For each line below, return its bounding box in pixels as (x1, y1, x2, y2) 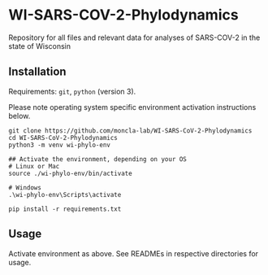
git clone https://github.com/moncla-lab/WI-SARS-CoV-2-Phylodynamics (8, 126, 253, 135)
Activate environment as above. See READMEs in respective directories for (8, 248, 258, 258)
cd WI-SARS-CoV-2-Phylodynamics (8, 133, 118, 142)
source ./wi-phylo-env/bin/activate (8, 169, 132, 177)
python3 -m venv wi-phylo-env (8, 141, 111, 149)
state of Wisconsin (8, 41, 71, 50)
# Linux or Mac (8, 162, 60, 170)
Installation (8, 65, 67, 79)
